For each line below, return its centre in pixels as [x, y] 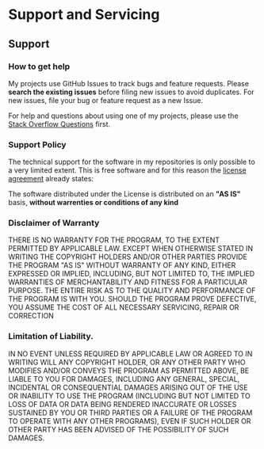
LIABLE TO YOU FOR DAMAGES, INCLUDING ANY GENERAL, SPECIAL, [124, 379]
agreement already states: [51, 179]
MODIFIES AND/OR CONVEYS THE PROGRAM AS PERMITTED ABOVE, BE [129, 371]
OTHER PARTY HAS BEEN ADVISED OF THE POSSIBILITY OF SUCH [119, 429]
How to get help [39, 67]
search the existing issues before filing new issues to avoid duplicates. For [132, 92]
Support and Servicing [84, 15]
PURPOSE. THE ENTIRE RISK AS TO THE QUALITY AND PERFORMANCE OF [132, 291]
